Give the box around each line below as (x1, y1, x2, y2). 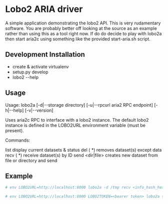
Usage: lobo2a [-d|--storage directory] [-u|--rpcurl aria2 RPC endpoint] (5, 102, 153, 108)
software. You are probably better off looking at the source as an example (5, 25, 157, 31)
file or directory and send (5, 157, 57, 163)
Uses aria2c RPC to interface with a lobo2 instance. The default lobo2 (5, 117, 149, 123)
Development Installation (5, 50, 85, 59)
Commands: (5, 137, 30, 143)
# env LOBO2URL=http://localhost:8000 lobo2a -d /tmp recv (5, 185, 131, 190)
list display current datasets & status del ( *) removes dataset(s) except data (5, 147, 162, 153)
